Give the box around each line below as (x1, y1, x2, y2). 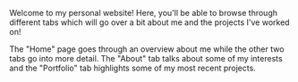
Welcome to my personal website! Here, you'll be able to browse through (9, 8, 277, 18)
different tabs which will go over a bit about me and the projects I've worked (9, 17, 290, 28)
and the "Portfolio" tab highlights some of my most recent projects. (9, 62, 257, 73)
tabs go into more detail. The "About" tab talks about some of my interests (9, 53, 284, 63)
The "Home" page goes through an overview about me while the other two (9, 44, 285, 54)
